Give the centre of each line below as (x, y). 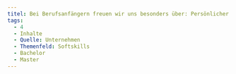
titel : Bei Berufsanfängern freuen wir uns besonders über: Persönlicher (118, 14)
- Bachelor (30, 54)
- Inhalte (28, 33)
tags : (15, 20)
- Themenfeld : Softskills (52, 47)
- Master (26, 60)
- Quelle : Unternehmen (47, 40)
